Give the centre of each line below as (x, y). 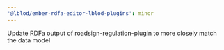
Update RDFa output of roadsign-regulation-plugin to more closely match (112, 33)
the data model (29, 40)
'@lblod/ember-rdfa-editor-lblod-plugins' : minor (81, 13)
